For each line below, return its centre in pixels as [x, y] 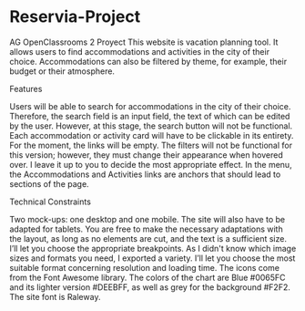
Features [26, 88]
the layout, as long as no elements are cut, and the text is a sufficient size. [148, 238]
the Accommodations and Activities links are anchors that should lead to [145, 174]
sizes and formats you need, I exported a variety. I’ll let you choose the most [152, 258]
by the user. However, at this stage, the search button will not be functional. [151, 126]
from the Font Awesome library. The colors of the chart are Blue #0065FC [147, 277]
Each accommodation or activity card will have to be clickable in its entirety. [152, 135]
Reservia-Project [75, 17]
